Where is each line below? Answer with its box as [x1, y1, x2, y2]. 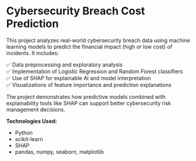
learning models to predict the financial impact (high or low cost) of [6, 43, 173, 50]
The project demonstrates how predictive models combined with [6, 93, 166, 100]
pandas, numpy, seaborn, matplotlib [14, 148, 104, 155]
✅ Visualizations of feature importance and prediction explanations [6, 81, 172, 88]
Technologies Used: [6, 117, 58, 124]
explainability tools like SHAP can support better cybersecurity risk [6, 99, 171, 107]
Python [14, 129, 33, 136]
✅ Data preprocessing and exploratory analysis [6, 61, 123, 68]
